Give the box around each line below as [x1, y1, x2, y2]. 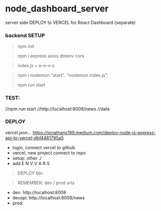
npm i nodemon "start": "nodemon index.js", [17, 72, 109, 78]
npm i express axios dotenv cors [17, 53, 85, 59]
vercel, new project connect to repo [12, 150, 86, 156]
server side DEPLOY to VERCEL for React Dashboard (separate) [5, 19, 136, 25]
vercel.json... [5, 129, 31, 135]
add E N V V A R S [12, 160, 50, 166]
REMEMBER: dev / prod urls [17, 180, 75, 186]
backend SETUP [5, 32, 45, 39]
